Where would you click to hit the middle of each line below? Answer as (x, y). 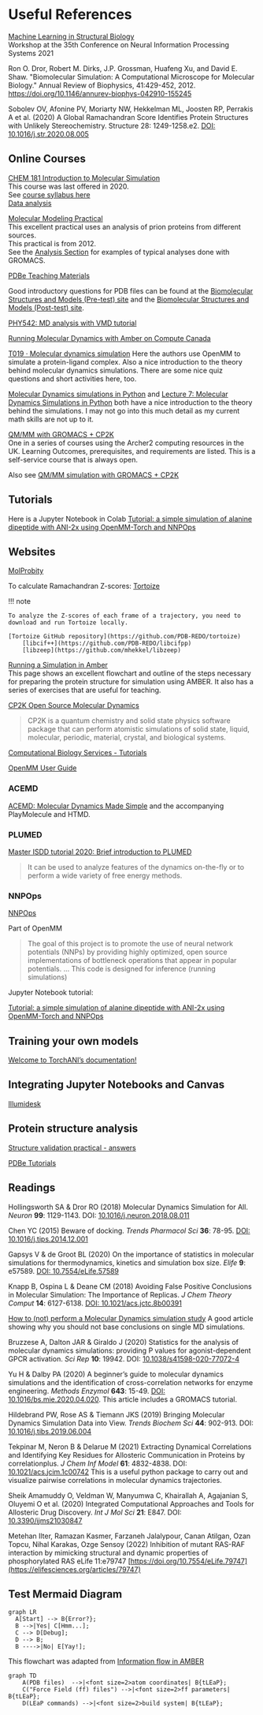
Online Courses (47, 159)
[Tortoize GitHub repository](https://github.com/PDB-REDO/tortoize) (125, 637)
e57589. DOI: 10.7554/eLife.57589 (64, 1271)
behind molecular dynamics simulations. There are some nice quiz (115, 370)
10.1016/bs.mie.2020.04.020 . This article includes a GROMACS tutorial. (123, 1399)
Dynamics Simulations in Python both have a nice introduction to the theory (130, 402)
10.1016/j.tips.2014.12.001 (48, 1239)
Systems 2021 (31, 53)
